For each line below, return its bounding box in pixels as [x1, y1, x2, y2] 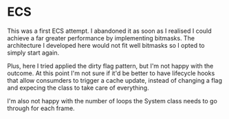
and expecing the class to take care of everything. [7, 83, 149, 92]
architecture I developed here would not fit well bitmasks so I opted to [7, 41, 205, 49]
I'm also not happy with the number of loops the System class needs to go [7, 96, 218, 105]
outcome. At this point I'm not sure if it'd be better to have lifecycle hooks [7, 69, 215, 77]
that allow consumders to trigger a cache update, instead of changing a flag [7, 76, 222, 84]
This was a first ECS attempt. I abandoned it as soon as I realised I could [7, 27, 212, 35]
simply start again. [7, 49, 60, 57]
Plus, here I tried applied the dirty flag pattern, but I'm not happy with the [7, 62, 214, 70]
